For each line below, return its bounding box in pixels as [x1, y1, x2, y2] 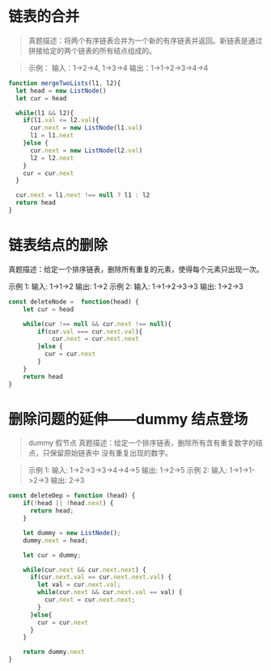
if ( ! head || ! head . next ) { [23, 499, 114, 507]
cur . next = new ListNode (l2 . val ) [29, 147, 143, 155]
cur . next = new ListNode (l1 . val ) [29, 124, 143, 132]
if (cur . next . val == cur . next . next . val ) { [29, 573, 172, 581]
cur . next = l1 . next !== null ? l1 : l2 [15, 191, 150, 199]
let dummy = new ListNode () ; [23, 529, 121, 537]
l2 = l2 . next [29, 154, 74, 162]
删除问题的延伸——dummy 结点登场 [8, 410, 248, 428]
